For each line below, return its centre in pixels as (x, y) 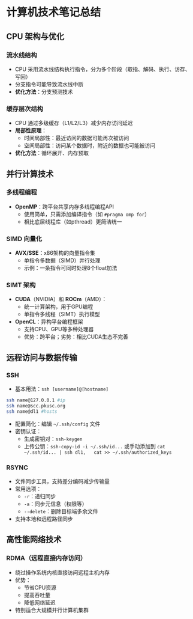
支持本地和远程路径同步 (44, 519)
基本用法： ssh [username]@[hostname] (62, 389)
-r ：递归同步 (40, 496)
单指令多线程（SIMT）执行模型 (62, 314)
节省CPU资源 (40, 587)
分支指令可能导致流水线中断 (49, 84)
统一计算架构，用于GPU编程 (58, 306)
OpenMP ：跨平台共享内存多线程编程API (64, 206)
